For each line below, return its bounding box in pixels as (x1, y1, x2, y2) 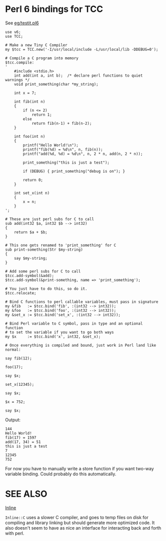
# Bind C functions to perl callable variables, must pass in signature (5, 299, 159, 304)
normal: (5, 347, 21, 352)
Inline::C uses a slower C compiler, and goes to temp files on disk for (5, 514, 149, 520)
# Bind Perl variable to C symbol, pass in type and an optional (5, 321, 143, 326)
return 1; (31, 112, 52, 117)
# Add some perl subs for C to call (5, 269, 81, 274)
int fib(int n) (14, 99, 46, 104)
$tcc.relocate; (5, 290, 37, 295)
